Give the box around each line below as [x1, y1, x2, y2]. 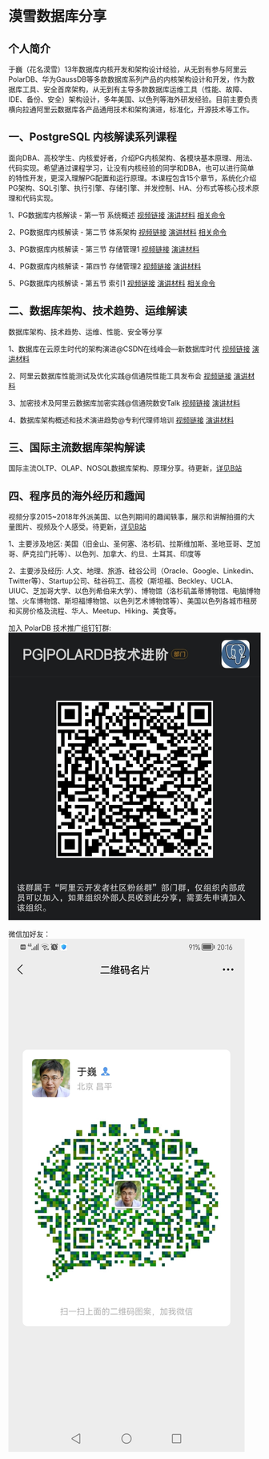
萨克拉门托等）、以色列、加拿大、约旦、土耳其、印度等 [22, 549, 202, 559]
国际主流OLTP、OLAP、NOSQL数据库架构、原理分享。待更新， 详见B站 [8, 463, 243, 473]
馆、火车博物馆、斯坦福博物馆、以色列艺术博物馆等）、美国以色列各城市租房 [8, 596, 258, 606]
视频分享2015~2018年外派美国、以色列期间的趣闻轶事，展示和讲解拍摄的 [8, 512, 248, 522]
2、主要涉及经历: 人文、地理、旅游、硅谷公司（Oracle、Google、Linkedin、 [8, 566, 259, 576]
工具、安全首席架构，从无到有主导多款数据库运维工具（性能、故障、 [22, 85, 247, 94]
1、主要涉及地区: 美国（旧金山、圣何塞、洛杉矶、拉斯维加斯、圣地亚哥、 [8, 539, 247, 549]
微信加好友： [8, 929, 50, 939]
